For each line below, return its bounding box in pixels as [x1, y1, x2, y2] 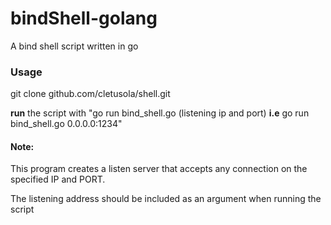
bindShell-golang [10, 7, 158, 30]
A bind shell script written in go [10, 40, 139, 52]
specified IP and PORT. [10, 173, 106, 186]
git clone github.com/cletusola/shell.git [10, 88, 171, 100]
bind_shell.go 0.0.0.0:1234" [10, 118, 123, 130]
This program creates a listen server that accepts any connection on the [10, 163, 308, 175]
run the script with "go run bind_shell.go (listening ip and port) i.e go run [10, 107, 310, 119]
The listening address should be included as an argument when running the [10, 193, 322, 205]
